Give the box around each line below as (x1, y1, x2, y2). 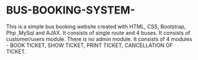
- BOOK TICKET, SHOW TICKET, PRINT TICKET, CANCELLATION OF (6, 42, 173, 49)
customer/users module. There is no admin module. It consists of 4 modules (6, 35, 193, 42)
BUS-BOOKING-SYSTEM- (6, 4, 135, 17)
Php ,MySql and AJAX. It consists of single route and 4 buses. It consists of (6, 29, 191, 36)
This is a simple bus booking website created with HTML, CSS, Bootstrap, (6, 23, 186, 30)
